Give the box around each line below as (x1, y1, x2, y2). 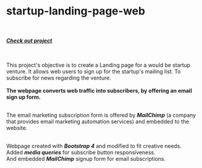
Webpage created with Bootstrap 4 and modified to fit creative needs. (6, 142, 182, 149)
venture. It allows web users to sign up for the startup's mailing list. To (6, 67, 181, 75)
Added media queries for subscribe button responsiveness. (6, 149, 156, 156)
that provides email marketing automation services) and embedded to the (6, 117, 189, 125)
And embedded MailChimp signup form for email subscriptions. (6, 155, 166, 162)
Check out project (6, 37, 53, 44)
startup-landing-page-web (6, 4, 145, 18)
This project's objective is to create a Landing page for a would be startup (6, 61, 191, 69)
